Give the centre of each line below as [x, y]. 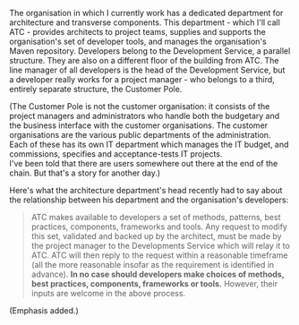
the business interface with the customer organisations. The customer [139, 125]
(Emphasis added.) [44, 311]
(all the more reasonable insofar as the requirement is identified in [153, 265]
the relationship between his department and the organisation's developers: [149, 200]
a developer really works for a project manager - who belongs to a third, [142, 79]
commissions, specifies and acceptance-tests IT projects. [116, 154]
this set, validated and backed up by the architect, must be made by [156, 236]
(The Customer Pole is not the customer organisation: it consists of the [140, 106]
